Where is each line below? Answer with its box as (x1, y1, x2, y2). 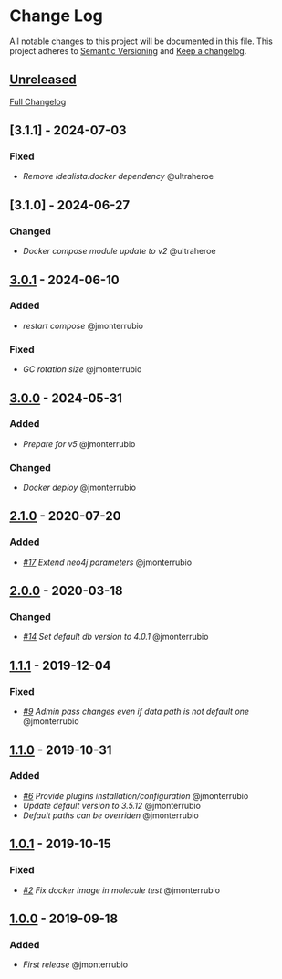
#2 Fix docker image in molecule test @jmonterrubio (22, 884, 221, 896)
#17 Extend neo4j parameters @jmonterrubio (22, 557, 193, 568)
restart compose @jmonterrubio (22, 320, 144, 331)
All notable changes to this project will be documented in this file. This (9, 36, 274, 47)
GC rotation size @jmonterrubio (22, 364, 142, 375)
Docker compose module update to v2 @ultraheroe (22, 246, 216, 257)
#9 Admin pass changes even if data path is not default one (22, 706, 249, 718)
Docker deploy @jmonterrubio (22, 482, 137, 494)
